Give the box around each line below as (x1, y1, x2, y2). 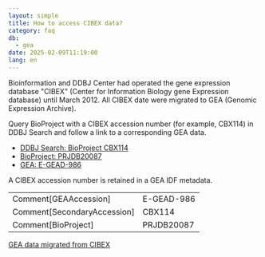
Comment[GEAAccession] (12, 193, 112, 204)
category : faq (8, 26, 56, 34)
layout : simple (8, 11, 59, 20)
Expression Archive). (8, 103, 77, 113)
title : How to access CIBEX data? (8, 19, 124, 27)
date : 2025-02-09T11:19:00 (8, 49, 98, 57)
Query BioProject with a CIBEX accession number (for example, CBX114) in (8, 119, 254, 128)
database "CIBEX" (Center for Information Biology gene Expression (8, 86, 229, 96)
